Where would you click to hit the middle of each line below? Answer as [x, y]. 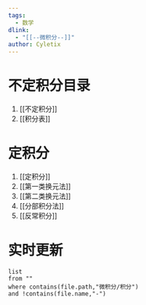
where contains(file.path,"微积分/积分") [73, 287]
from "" [21, 278]
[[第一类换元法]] [45, 186]
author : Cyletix [34, 45]
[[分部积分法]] [42, 206]
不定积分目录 [50, 86]
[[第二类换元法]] [45, 196]
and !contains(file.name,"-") [57, 294]
